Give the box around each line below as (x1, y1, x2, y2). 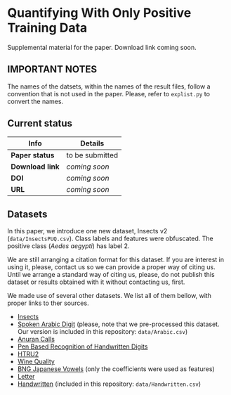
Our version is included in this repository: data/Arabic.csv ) (17, 328, 188, 336)
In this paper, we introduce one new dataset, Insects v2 (7, 227, 168, 235)
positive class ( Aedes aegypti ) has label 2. (7, 242, 130, 250)
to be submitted (66, 150, 119, 160)
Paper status (11, 150, 55, 160)
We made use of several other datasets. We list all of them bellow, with (7, 292, 212, 300)
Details (80, 138, 105, 148)
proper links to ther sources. (7, 299, 89, 307)
